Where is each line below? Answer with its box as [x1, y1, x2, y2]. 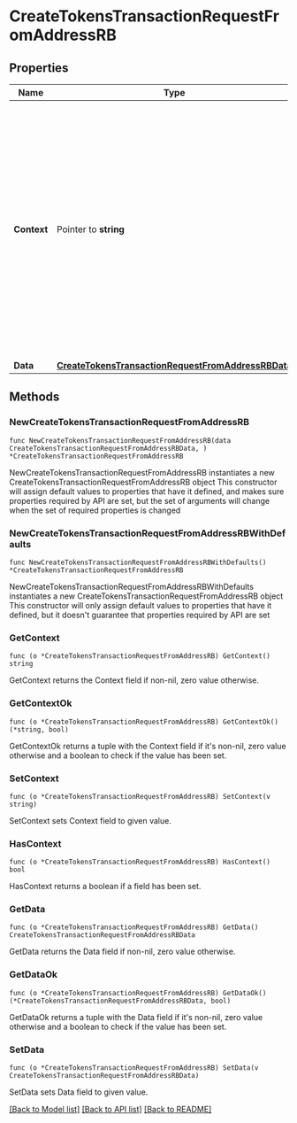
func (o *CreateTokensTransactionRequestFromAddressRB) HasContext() [9, 857, 271, 867]
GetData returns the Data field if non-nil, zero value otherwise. [9, 946, 236, 957]
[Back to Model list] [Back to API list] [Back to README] [9, 1104, 212, 1115]
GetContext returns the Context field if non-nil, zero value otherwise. [9, 675, 259, 685]
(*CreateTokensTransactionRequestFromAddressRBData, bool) [9, 996, 232, 1005]
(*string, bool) [9, 724, 69, 734]
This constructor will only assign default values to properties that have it [9, 600, 272, 610]
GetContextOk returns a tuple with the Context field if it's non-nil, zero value [9, 740, 286, 751]
